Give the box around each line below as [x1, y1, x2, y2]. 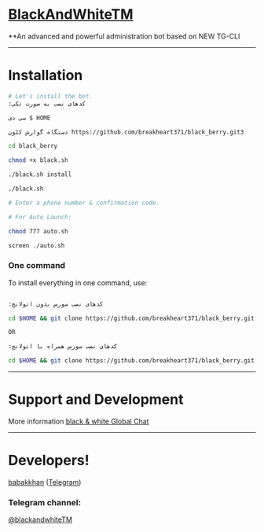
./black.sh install [8, 171, 72, 178]
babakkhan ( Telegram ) [8, 477, 82, 486]
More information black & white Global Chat [8, 416, 149, 426]
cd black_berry [8, 142, 58, 150]
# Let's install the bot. [8, 92, 93, 100]
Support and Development [8, 391, 184, 409]
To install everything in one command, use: [8, 277, 148, 288]
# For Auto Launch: [8, 213, 72, 221]
